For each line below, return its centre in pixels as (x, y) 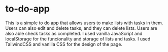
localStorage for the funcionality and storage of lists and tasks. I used (78, 39)
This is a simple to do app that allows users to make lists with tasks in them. (84, 23)
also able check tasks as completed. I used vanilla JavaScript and (74, 33)
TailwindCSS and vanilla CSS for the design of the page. (64, 44)
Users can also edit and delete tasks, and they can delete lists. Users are (81, 28)
